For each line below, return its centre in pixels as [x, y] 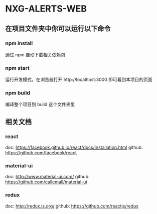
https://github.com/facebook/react [41, 153]
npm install [19, 43]
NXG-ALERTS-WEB [46, 9]
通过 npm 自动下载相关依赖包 [35, 55]
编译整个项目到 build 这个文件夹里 [40, 104]
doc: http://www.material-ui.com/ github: [47, 177]
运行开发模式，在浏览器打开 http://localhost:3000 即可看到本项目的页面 [79, 80]
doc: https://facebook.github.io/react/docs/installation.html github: [74, 147]
